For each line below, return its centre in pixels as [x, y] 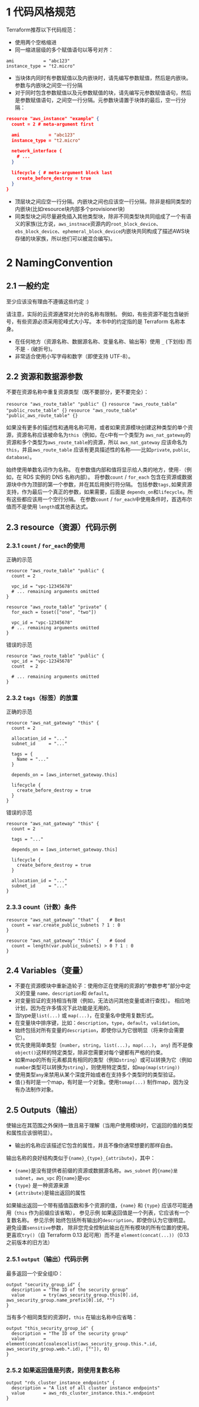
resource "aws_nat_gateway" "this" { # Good [66, 940]
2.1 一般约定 [28, 286]
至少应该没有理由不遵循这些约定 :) [48, 301]
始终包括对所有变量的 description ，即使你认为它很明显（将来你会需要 [99, 1030]
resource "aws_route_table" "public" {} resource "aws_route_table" [92, 404]
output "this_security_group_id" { [50, 1328]
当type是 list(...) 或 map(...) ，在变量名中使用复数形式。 [86, 1015]
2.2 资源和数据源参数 [44, 376]
